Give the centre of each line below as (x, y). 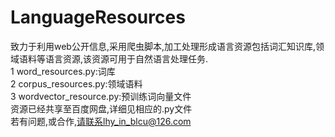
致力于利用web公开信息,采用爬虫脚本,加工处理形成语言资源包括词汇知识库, (163, 46)
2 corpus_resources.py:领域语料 (76, 83)
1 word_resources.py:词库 (63, 71)
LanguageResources (98, 17)
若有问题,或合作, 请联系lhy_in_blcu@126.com (101, 121)
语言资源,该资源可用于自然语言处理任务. (126, 58)
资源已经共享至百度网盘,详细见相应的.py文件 (101, 108)
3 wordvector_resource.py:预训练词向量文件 (101, 96)
